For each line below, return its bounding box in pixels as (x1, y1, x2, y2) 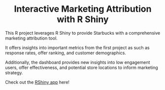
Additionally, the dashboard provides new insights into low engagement (5, 59, 150, 65)
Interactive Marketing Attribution (14, 3, 152, 15)
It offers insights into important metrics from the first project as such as (5, 45, 150, 50)
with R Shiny (57, 14, 109, 25)
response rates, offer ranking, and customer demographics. (5, 50, 127, 56)
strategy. (5, 69, 23, 75)
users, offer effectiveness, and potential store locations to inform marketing (5, 65, 159, 70)
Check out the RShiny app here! (5, 79, 70, 85)
